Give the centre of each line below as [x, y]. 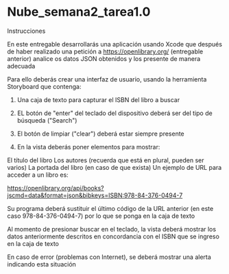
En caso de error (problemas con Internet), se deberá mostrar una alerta [109, 257]
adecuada [21, 66]
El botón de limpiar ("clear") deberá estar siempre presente [101, 134]
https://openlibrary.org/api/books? [56, 188]
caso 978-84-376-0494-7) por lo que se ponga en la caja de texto [101, 216]
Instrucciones [26, 31]
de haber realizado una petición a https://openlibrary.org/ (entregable [105, 51]
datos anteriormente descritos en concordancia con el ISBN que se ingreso [113, 236]
